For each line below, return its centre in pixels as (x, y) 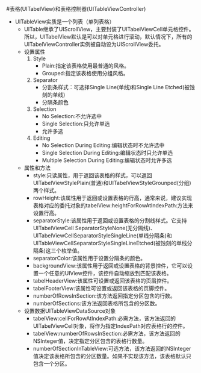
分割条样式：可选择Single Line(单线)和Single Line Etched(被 (116, 87)
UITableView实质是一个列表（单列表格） (65, 22)
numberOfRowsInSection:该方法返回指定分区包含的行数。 (104, 296)
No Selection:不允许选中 (72, 116)
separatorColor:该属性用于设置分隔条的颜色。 (89, 258)
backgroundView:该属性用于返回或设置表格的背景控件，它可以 (110, 266)
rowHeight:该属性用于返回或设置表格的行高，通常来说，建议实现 (113, 198)
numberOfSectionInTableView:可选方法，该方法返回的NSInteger (112, 349)
